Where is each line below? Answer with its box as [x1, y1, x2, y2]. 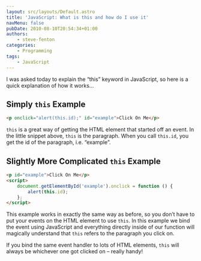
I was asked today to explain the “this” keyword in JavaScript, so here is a [6, 76, 189, 83]
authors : [6, 31, 28, 37]
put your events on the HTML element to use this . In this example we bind [6, 217, 190, 224]
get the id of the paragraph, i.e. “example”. [6, 139, 111, 146]
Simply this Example [6, 99, 86, 109]
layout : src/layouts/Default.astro [6, 8, 95, 15]
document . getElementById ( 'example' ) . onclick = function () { [17, 183, 173, 189]
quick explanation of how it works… [6, 82, 94, 89]
